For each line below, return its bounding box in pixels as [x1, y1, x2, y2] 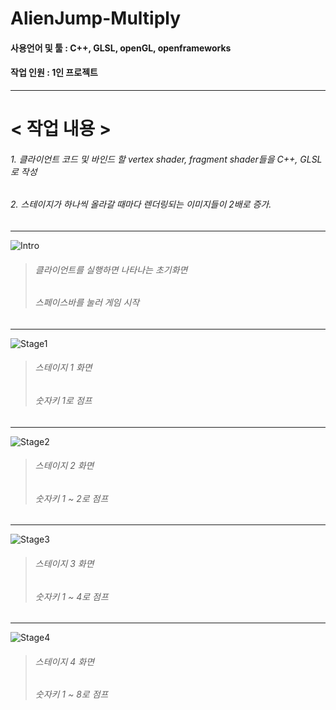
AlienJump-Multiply [10, 7, 182, 30]
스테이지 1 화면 [34, 362, 93, 374]
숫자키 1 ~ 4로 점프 [34, 590, 109, 602]
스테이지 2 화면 [34, 460, 95, 472]
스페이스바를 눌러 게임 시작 [34, 297, 140, 309]
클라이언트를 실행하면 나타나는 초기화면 [34, 263, 188, 276]
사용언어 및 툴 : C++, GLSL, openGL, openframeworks [10, 42, 232, 54]
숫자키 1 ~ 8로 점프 [34, 688, 109, 701]
